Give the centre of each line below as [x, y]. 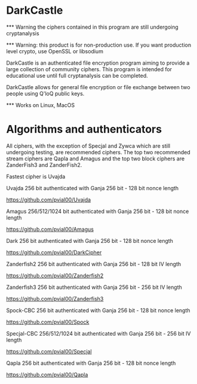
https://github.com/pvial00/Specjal [49, 351]
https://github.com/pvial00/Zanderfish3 [55, 298]
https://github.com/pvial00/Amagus [50, 229]
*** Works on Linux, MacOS [41, 105]
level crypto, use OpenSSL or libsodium [55, 51]
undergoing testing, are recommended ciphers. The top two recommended [98, 152]
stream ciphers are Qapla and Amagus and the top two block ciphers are [96, 159]
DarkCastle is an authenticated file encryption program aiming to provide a [98, 63]
